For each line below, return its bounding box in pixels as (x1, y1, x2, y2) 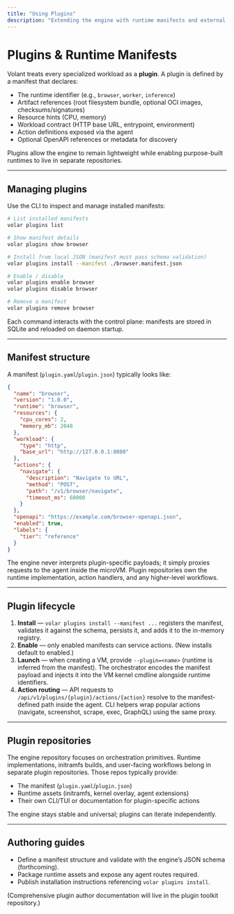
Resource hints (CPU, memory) (17, 113, 107, 122)
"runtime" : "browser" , (13, 403, 79, 410)
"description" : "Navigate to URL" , (25, 474, 130, 481)
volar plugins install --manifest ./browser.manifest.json (7, 260, 182, 267)
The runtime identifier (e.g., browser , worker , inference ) (17, 91, 176, 99)
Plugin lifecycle (7, 600, 75, 612)
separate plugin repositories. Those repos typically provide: (7, 768, 179, 776)
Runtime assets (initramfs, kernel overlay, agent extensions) (17, 789, 189, 797)
